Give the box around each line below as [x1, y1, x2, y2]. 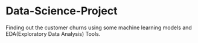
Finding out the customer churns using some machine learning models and [5, 24, 193, 31]
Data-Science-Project [5, 4, 118, 18]
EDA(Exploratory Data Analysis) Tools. [5, 30, 101, 37]
